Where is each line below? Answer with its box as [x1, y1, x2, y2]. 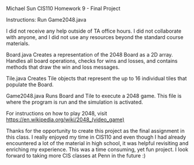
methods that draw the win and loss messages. [6, 64, 120, 71]
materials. [6, 40, 30, 47]
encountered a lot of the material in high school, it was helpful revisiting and [6, 140, 189, 146]
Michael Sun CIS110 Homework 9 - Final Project [6, 5, 121, 12]
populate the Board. [6, 81, 54, 88]
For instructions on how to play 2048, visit [6, 110, 108, 117]
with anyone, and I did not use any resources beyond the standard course [6, 34, 184, 40]
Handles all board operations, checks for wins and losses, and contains [6, 58, 178, 64]
